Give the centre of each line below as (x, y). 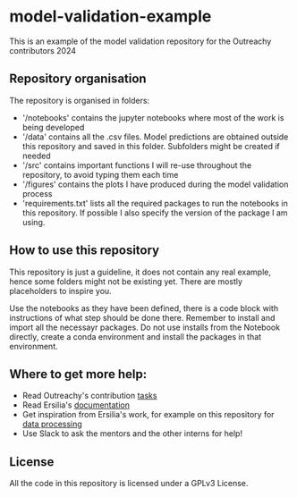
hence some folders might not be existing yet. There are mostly (126, 281)
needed (36, 156)
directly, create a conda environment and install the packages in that (136, 336)
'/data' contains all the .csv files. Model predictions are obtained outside (155, 137)
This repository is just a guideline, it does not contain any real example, (140, 272)
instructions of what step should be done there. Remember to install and (142, 317)
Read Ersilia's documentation (76, 405)
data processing (52, 424)
